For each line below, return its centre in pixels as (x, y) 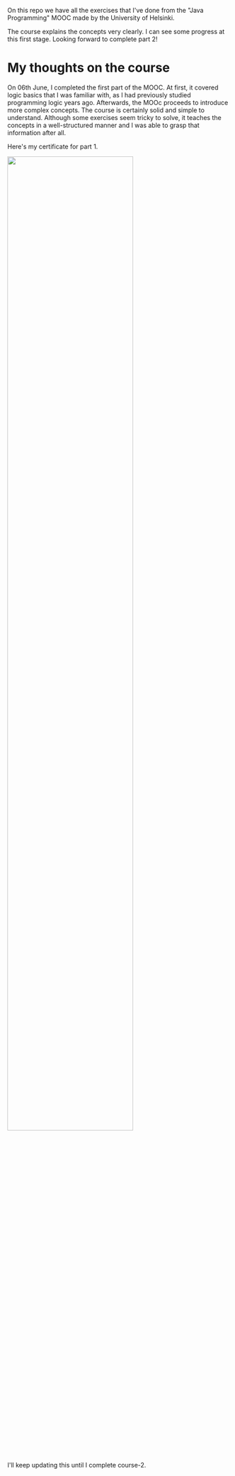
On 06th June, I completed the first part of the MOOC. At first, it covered (113, 87)
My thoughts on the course (88, 68)
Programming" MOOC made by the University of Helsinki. (91, 18)
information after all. (37, 132)
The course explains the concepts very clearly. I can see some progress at (116, 32)
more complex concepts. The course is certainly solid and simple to (106, 110)
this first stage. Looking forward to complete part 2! (82, 39)
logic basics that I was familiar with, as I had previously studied (99, 94)
